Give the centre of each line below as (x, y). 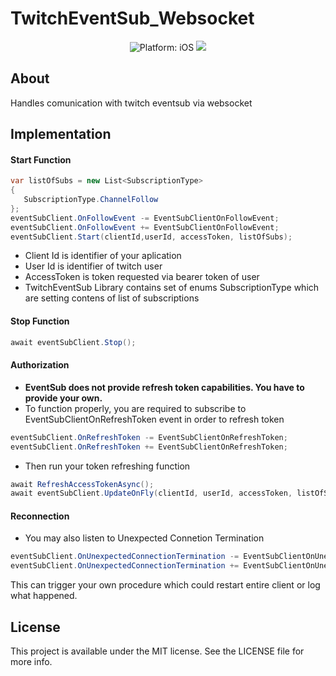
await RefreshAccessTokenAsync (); (82, 484)
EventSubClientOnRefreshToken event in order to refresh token (154, 419)
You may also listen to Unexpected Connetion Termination (144, 538)
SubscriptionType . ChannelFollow (91, 200)
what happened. (44, 596)
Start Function (41, 159)
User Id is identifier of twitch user (93, 266)
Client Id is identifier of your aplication (103, 256)
